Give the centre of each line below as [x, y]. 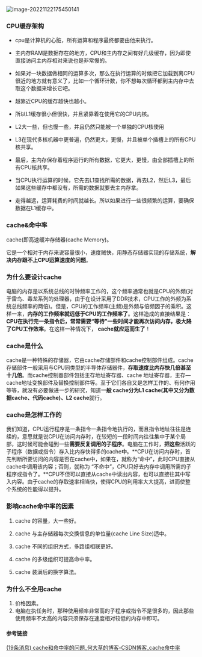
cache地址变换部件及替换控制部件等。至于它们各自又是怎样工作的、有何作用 [101, 383]
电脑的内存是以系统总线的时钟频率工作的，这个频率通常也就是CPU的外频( [97, 291]
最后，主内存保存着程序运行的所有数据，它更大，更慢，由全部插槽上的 [102, 160]
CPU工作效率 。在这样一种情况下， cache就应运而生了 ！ [81, 329]
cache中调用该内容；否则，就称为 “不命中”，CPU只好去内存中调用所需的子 [99, 467]
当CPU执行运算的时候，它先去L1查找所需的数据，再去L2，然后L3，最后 [103, 180]
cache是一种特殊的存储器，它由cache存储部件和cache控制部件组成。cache [100, 360]
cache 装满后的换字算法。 [47, 571]
